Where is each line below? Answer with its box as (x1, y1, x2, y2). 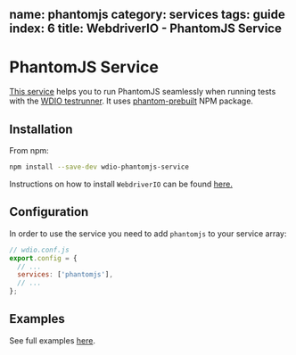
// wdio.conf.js (9, 245, 70, 254)
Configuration (9, 204, 89, 219)
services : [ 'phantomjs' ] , (17, 270, 114, 279)
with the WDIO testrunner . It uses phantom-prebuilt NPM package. (9, 95, 254, 106)
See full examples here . (9, 334, 96, 346)
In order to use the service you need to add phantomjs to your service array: (9, 227, 287, 239)
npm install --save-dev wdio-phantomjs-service (9, 162, 190, 172)
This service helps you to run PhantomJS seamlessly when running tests (9, 87, 276, 97)
